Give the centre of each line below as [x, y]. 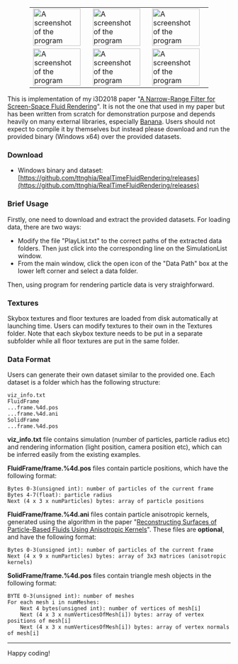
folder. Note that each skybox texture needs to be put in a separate [105, 333]
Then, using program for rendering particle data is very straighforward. [111, 284]
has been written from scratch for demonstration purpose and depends [112, 114]
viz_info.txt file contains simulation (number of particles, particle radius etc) [119, 440]
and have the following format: [52, 537]
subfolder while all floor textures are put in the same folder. [93, 341]
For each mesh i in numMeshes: [53, 602]
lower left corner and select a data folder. [78, 271]
